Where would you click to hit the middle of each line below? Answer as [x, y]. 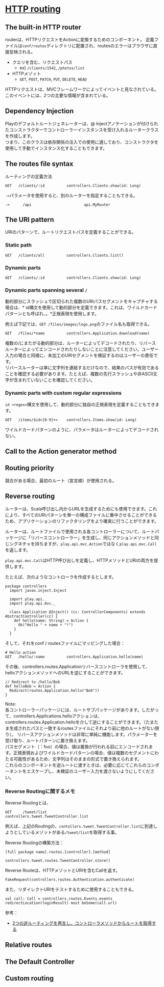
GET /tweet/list [26, 812]
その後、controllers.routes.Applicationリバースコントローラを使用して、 [78, 666]
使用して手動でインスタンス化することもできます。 [56, 148]
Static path [18, 245]
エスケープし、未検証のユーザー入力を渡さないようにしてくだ [88, 771]
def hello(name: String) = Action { [51, 620]
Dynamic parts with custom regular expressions [63, 393]
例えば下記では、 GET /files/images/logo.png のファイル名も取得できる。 [79, 324]
